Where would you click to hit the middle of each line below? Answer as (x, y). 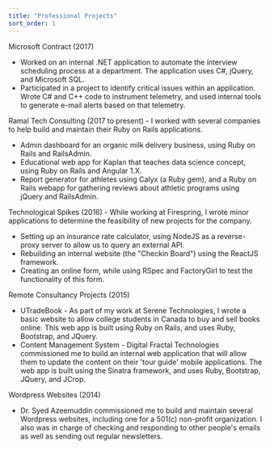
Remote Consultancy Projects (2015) (69, 295)
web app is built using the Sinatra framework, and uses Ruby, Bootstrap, (140, 370)
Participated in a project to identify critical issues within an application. (138, 88)
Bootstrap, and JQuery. (59, 336)
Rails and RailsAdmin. (56, 153)
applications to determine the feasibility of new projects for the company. (130, 220)
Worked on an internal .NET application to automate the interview (129, 62)
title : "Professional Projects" (63, 16)
